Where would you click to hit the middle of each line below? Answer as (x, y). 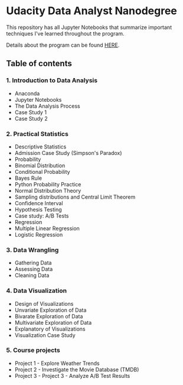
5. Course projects (33, 350)
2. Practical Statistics (37, 134)
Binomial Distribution (40, 165)
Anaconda (27, 93)
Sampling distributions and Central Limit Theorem (75, 197)
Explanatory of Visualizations (50, 329)
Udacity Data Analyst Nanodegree (91, 11)
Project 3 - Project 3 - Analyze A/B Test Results (72, 376)
